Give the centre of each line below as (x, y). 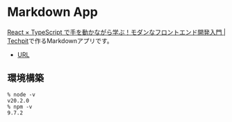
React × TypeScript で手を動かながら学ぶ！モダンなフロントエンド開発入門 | (116, 32)
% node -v (22, 94)
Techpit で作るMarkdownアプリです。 (60, 41)
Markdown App (53, 12)
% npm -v (20, 107)
